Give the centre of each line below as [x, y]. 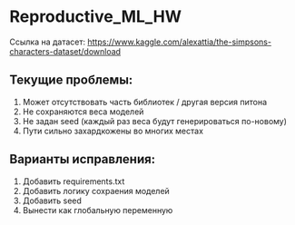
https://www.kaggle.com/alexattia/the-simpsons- [180, 42]
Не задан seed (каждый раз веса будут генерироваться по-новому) [155, 121]
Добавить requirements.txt [74, 181]
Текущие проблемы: [71, 80]
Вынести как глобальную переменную [98, 210]
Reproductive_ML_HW [96, 17]
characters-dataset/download [65, 51]
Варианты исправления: [83, 159]
